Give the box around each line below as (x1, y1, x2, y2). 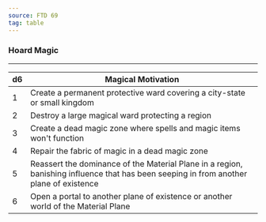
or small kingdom (30, 96, 95, 107)
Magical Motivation (104, 73, 180, 85)
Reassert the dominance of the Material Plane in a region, (30, 158, 243, 169)
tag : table (8, 19, 44, 27)
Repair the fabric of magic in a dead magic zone (30, 145, 208, 156)
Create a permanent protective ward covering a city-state (30, 87, 245, 98)
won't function (30, 132, 85, 143)
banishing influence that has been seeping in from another (30, 167, 248, 179)
